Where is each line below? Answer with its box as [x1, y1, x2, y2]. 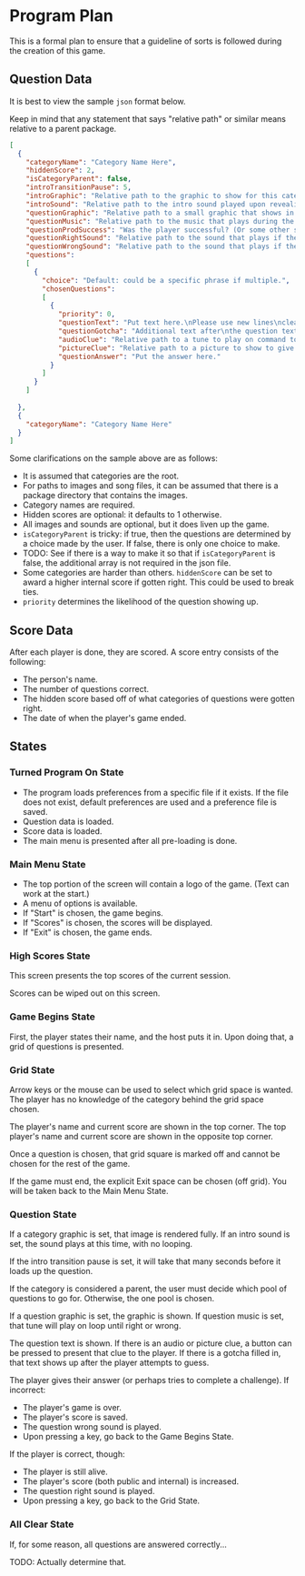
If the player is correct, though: [9, 1449, 125, 1460]
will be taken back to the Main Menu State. [9, 1185, 169, 1196]
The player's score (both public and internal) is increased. [22, 1476, 240, 1487]
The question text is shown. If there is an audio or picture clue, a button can [9, 1338, 292, 1349]
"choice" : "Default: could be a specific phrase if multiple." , [42, 276, 290, 285]
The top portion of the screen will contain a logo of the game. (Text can [22, 878, 290, 889]
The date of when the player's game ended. [22, 713, 187, 724]
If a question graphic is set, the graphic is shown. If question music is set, [9, 1310, 284, 1321]
